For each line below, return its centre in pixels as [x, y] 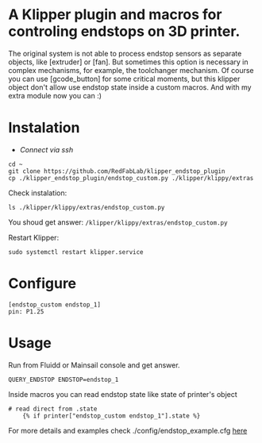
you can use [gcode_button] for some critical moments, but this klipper [124, 79]
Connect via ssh [46, 149]
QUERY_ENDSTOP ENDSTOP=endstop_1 [64, 379]
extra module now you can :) [55, 95]
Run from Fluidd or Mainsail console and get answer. [94, 365]
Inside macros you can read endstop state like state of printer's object [123, 394]
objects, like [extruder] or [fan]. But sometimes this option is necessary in [128, 62]
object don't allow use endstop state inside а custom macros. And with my [130, 87]
